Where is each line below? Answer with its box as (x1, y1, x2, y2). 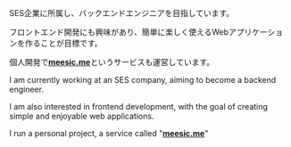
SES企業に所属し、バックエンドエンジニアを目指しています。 (9, 8, 235, 18)
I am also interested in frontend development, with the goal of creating (9, 102, 268, 111)
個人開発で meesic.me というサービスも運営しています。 (9, 57, 215, 67)
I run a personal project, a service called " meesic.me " (9, 128, 209, 138)
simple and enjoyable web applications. (9, 110, 154, 121)
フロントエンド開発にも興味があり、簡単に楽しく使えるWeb (9, 27, 229, 37)
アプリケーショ (228, 27, 284, 37)
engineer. (9, 84, 45, 94)
